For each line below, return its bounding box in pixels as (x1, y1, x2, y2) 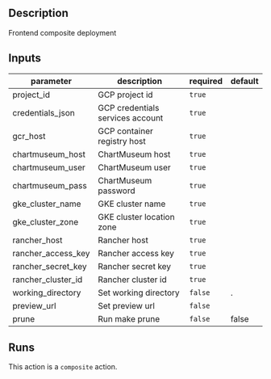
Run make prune (98, 313, 161, 324)
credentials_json (12, 107, 75, 118)
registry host (98, 135, 147, 146)
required (189, 75, 223, 86)
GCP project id (98, 89, 153, 100)
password (98, 185, 135, 196)
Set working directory (98, 287, 180, 298)
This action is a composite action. (8, 362, 118, 372)
